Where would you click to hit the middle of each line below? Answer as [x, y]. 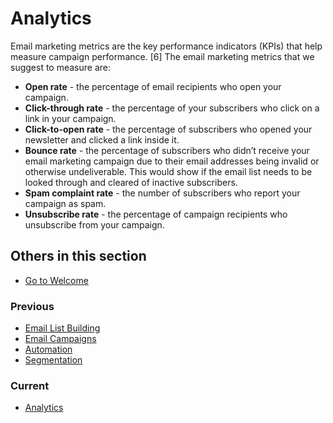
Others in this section [78, 256]
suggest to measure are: [61, 67]
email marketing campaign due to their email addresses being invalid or [172, 161]
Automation [48, 349]
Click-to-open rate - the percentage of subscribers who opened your [168, 129]
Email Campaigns [60, 339]
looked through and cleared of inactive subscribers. [131, 182]
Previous [32, 306]
